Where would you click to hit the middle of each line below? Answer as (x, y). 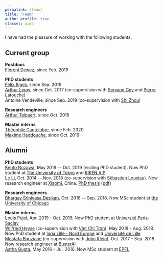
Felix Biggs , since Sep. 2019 (33, 85)
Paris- (144, 218)
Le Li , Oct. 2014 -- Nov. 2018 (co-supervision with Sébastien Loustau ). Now (81, 178)
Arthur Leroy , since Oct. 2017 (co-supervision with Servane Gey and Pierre (80, 90)
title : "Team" (20, 14)
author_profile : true (27, 19)
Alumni (16, 150)
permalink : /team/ (24, 10)
